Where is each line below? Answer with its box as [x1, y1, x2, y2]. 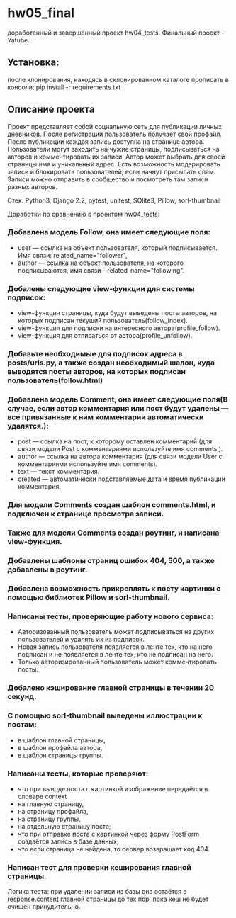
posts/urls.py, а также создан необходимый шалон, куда [7, 358, 215, 368]
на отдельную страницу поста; [17, 822, 111, 830]
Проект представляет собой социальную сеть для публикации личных [7, 122, 222, 130]
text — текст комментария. [17, 467, 100, 476]
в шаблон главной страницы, [17, 735, 106, 744]
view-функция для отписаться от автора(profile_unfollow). [17, 331, 193, 340]
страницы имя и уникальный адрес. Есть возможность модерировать [7, 159, 221, 168]
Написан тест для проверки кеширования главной [7, 862, 191, 872]
